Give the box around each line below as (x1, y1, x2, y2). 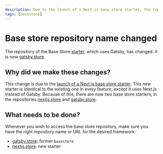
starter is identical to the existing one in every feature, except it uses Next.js (5, 86, 157, 92)
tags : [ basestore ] (5, 12, 42, 17)
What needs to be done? (5, 111, 81, 119)
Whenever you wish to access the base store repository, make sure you (5, 124, 148, 130)
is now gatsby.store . (5, 54, 45, 60)
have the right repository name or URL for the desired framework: (5, 129, 136, 135)
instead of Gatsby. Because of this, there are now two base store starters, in (5, 91, 157, 97)
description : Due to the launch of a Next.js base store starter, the (5, 7, 151, 12)
